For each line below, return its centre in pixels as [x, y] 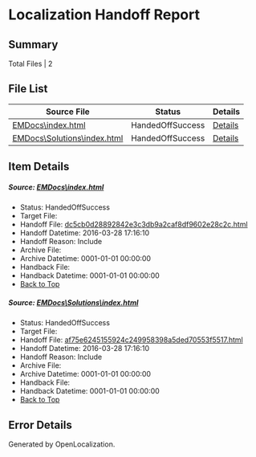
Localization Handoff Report [104, 15]
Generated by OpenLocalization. [62, 444]
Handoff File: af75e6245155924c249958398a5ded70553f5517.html [131, 340]
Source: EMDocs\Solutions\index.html [73, 302]
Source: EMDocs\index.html [56, 187]
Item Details [39, 167]
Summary [33, 45]
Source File [67, 112]
